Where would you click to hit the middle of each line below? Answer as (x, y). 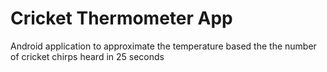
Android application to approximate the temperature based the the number (163, 46)
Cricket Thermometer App (121, 18)
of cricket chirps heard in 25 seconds (87, 56)
